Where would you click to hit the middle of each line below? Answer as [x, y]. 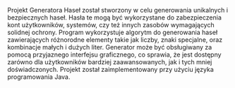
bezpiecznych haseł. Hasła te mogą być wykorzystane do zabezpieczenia [115, 17]
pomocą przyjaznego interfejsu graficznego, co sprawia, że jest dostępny [114, 54]
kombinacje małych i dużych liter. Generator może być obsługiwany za [110, 47]
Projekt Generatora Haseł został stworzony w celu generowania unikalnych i [117, 10]
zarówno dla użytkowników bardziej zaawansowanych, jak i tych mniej [110, 62]
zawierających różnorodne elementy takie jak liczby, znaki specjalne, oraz [115, 40]
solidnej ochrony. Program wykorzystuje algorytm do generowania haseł [113, 32]
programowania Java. [39, 77]
